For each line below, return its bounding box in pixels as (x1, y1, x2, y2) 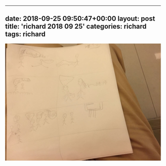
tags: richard (5, 30, 46, 39)
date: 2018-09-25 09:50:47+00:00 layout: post (5, 14, 156, 23)
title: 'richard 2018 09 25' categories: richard (5, 22, 147, 31)
